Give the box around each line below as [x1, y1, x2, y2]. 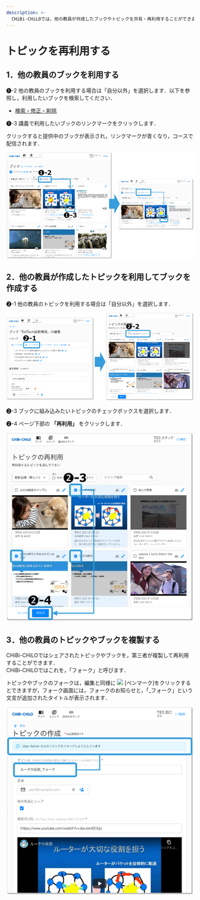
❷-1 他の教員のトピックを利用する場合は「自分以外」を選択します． [6, 300, 174, 307]
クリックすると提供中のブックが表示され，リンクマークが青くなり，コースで [6, 132, 193, 140]
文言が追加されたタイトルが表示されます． [6, 694, 111, 701]
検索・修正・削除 [14, 107, 57, 114]
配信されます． [6, 140, 43, 147]
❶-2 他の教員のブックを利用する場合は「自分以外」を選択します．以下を [6, 87, 185, 94]
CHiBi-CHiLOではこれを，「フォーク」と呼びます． [6, 667, 129, 674]
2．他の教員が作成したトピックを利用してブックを [6, 272, 191, 282]
